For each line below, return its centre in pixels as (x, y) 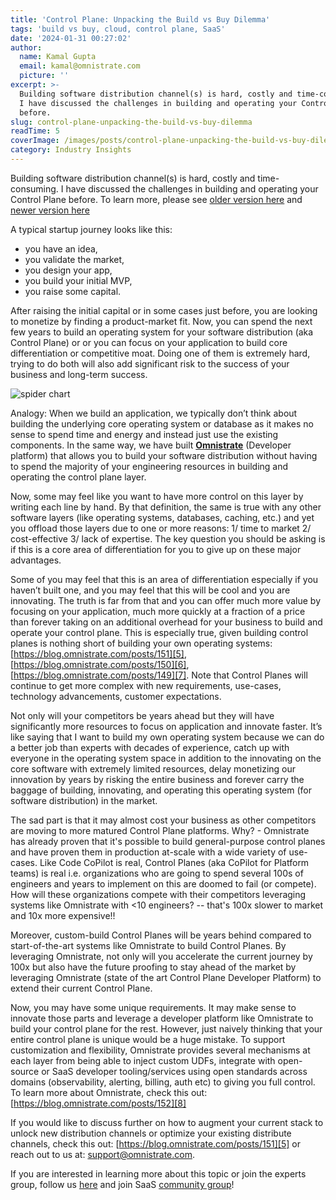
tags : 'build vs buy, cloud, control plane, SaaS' (118, 29)
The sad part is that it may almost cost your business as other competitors (163, 820)
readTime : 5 (35, 131)
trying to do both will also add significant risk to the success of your (150, 363)
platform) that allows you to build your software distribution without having (164, 455)
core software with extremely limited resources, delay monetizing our (153, 768)
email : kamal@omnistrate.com (80, 66)
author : (26, 47)
